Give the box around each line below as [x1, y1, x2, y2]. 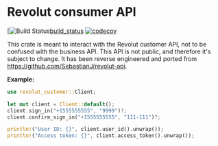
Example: [7, 75, 35, 83]
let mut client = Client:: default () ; [7, 101, 115, 108]
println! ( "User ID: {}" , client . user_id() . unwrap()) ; [7, 126, 165, 133]
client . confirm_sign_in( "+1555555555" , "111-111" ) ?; [7, 114, 161, 121]
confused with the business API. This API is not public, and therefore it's [7, 47, 211, 56]
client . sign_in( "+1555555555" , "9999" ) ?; [7, 107, 128, 114]
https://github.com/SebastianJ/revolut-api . [7, 62, 128, 70]
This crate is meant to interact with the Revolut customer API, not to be [7, 40, 207, 48]
